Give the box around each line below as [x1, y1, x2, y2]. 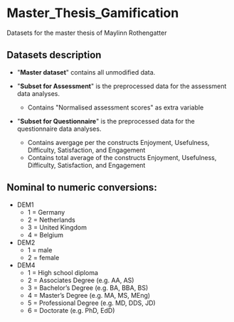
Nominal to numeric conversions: [6, 181, 157, 193]
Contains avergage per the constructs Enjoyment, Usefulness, [27, 138, 210, 146]
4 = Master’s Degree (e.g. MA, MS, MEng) [27, 291, 151, 299]
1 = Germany [27, 208, 65, 216]
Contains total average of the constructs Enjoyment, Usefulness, [27, 153, 217, 161]
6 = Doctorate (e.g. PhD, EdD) [27, 306, 115, 314]
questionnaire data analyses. [16, 124, 102, 133]
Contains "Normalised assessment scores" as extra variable [27, 103, 204, 112]
